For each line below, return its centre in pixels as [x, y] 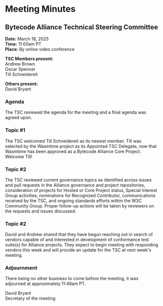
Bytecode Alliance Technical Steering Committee [81, 27]
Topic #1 [15, 130]
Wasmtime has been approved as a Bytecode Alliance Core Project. [73, 151]
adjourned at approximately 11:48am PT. [46, 284]
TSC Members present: [29, 59]
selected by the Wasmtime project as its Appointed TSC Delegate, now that [81, 146]
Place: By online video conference [40, 49]
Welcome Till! [19, 156]
